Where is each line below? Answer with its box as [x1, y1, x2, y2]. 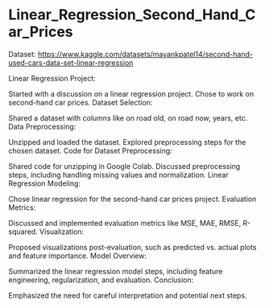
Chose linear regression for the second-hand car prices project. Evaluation [8, 194, 257, 203]
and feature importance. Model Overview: [8, 251, 147, 261]
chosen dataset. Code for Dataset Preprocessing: [8, 146, 173, 155]
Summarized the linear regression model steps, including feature [8, 266, 223, 276]
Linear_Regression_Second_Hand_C [8, 6, 256, 24]
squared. [8, 227, 38, 236]
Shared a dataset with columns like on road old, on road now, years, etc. [8, 113, 248, 122]
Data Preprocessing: [8, 121, 77, 131]
